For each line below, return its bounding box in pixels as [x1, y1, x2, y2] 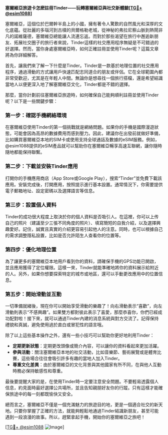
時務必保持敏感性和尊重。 [12, 368, 65, 374]
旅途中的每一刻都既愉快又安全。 [9, 391, 75, 397]
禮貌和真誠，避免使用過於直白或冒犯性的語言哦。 [5, 322, 106, 328]
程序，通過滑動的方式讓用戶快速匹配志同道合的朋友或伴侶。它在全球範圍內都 [5, 69, 163, 74]
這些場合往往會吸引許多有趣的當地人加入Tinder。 [21, 356, 122, 362]
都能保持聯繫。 [13, 149, 45, 155]
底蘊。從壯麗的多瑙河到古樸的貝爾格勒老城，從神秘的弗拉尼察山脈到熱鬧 [9, 27, 158, 33]
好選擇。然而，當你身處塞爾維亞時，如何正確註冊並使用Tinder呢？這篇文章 [5, 46, 159, 51]
